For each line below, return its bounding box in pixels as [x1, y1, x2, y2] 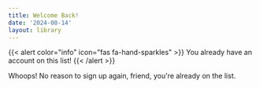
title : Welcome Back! [8, 11, 80, 20]
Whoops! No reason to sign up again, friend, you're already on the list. [8, 71, 236, 81]
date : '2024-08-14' [8, 19, 72, 27]
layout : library [8, 26, 61, 34]
